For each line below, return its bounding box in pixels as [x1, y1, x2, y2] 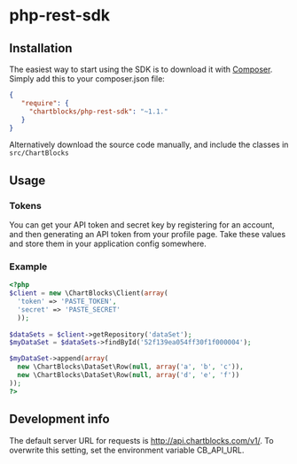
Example [9, 260, 48, 273]
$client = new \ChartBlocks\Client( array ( [9, 289, 168, 298]
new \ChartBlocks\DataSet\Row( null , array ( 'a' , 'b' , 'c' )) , [17, 362, 244, 372]
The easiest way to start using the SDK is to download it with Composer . [9, 64, 273, 74]
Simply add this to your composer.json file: [9, 73, 166, 84]
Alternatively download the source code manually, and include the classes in [9, 139, 289, 151]
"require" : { [20, 98, 69, 107]
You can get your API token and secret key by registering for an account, [9, 220, 275, 230]
